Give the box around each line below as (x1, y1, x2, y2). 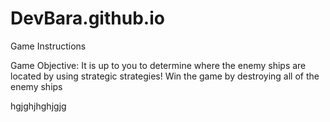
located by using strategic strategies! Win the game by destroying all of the (10, 70, 320, 82)
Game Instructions (10, 40, 87, 52)
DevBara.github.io (10, 7, 165, 30)
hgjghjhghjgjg (10, 100, 67, 112)
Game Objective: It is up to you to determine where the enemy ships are (10, 59, 307, 71)
